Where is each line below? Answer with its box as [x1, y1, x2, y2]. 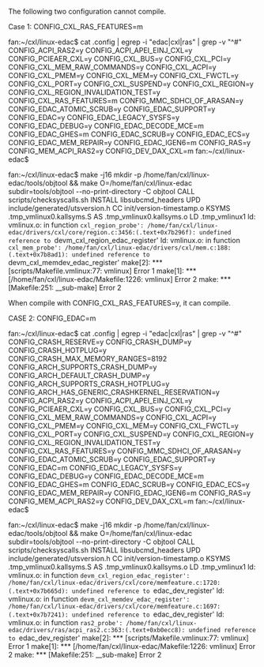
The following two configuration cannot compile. [8, 7, 166, 16]
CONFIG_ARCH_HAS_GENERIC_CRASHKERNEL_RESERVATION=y [8, 388, 220, 397]
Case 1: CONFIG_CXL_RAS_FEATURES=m [8, 22, 144, 31]
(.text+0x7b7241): [8, 611, 69, 619]
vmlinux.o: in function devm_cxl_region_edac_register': [8, 571, 190, 579]
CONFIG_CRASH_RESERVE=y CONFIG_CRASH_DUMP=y [8, 337, 192, 347]
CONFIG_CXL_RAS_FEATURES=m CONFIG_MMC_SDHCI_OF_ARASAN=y [8, 96, 243, 105]
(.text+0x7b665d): [8, 587, 69, 595]
